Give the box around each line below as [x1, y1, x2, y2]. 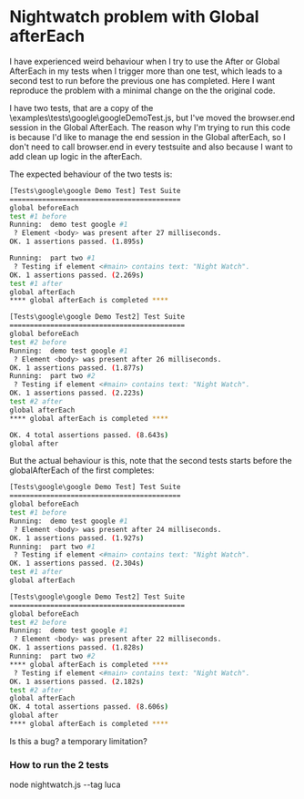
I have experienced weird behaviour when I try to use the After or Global [9, 56, 280, 67]
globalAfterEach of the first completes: [9, 465, 155, 476]
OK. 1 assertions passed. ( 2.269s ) [9, 271, 145, 280]
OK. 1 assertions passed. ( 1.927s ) [9, 533, 145, 543]
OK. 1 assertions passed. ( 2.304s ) [9, 558, 145, 569]
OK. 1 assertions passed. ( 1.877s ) [9, 363, 145, 373]
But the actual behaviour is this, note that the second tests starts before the [9, 456, 293, 466]
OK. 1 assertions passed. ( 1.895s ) [9, 237, 145, 247]
